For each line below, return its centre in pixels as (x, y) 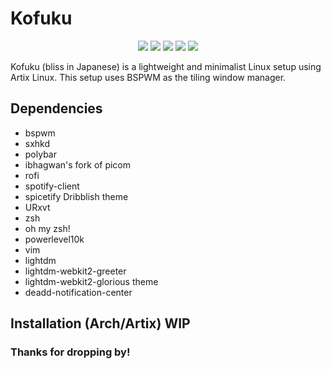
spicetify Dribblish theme (76, 196)
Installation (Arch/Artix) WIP (100, 323)
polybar (40, 154)
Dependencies (56, 108)
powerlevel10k (54, 239)
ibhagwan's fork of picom (78, 164)
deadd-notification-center (78, 292)
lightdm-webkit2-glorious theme (91, 281)
